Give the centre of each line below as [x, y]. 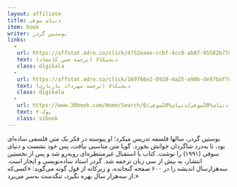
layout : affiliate [34, 14]
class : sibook [37, 118]
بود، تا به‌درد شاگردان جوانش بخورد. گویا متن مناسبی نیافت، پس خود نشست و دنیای [116, 146]
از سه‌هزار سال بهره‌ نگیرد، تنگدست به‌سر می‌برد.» [73, 176]
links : [17, 40]
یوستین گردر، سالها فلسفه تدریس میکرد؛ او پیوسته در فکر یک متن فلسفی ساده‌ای [114, 138]
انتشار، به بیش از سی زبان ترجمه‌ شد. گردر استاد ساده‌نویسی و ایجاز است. [105, 161]
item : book [23, 27]
